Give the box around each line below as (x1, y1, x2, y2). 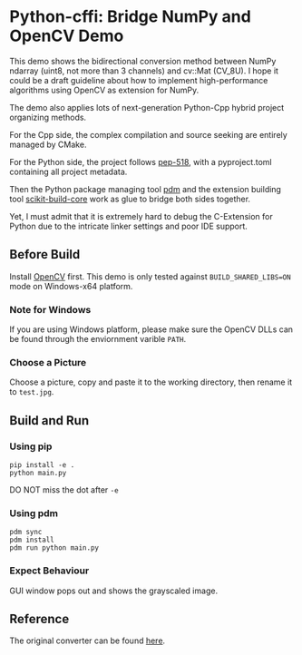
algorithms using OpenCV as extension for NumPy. (9, 84, 200, 95)
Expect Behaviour (9, 564, 90, 577)
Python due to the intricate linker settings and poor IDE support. (9, 220, 248, 231)
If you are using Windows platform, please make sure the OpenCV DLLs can (9, 324, 293, 335)
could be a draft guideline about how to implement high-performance (9, 74, 268, 85)
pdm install (9, 535, 54, 545)
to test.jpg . (9, 386, 54, 397)
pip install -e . (9, 461, 75, 470)
